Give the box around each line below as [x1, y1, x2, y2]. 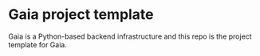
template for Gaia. [8, 39, 68, 49]
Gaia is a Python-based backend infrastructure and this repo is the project [8, 32, 253, 41]
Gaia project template [8, 6, 154, 24]
